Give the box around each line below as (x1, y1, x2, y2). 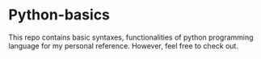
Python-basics (8, 6, 111, 24)
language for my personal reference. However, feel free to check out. (8, 40, 238, 50)
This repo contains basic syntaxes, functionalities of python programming (8, 32, 254, 42)
